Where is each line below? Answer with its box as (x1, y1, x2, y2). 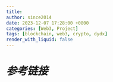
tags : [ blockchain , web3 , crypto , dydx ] (6, 31, 108, 37)
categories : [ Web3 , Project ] (6, 25, 79, 32)
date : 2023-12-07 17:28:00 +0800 (6, 20, 89, 26)
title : (6, 8, 23, 15)
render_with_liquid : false (6, 37, 73, 42)
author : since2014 (6, 14, 52, 20)
